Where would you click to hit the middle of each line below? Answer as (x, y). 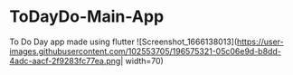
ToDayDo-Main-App (87, 17)
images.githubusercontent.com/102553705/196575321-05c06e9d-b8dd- (146, 51)
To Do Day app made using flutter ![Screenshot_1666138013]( (123, 42)
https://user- (260, 42)
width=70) (145, 61)
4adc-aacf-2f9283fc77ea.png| (66, 61)
